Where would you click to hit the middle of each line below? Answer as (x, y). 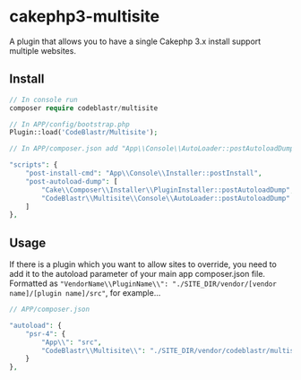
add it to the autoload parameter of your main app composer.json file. (138, 274)
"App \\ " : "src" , (72, 342)
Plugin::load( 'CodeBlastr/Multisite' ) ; (84, 133)
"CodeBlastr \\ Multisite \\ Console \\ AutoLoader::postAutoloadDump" (166, 198)
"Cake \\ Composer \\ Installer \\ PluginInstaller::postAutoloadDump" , (168, 190)
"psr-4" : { (46, 333)
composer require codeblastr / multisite (84, 108)
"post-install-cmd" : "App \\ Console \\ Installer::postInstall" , (144, 173)
